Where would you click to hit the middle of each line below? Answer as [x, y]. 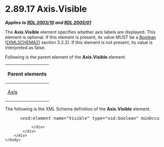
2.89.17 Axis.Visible [46, 9]
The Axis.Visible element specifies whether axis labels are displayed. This [80, 32]
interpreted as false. [25, 47]
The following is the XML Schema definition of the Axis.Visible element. [78, 109]
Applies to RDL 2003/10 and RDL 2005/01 [48, 22]
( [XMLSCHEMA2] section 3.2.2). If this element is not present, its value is [79, 42]
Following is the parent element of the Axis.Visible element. [66, 57]
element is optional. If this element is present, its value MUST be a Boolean [81, 37]
